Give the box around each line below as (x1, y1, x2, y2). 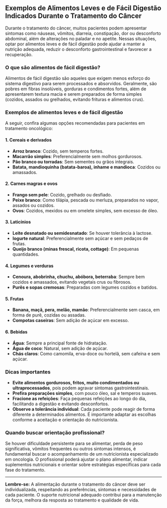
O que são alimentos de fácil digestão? (5, 64, 101, 71)
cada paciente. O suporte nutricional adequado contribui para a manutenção (5, 492, 162, 498)
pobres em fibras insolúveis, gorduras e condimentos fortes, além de (5, 86, 147, 92)
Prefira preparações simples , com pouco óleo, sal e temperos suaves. (12, 390, 158, 396)
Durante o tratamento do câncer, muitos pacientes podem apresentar (5, 25, 147, 31)
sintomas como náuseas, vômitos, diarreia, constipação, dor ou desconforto (5, 30, 162, 36)
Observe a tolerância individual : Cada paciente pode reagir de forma (12, 406, 155, 412)
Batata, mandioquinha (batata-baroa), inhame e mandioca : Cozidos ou (12, 164, 161, 170)
